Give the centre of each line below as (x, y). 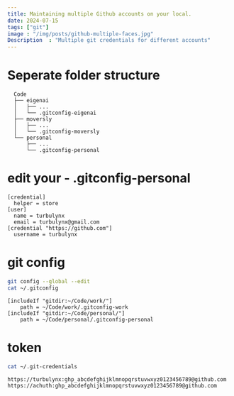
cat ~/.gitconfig (33, 288)
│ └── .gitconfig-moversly (57, 132)
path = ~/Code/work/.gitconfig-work (74, 307)
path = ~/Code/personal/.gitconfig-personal (87, 319)
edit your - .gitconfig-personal (99, 178)
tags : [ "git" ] (28, 27)
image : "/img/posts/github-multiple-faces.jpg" (80, 34)
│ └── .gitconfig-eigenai (55, 113)
